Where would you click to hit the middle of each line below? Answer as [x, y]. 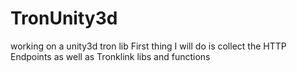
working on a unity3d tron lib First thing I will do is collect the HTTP [148, 46]
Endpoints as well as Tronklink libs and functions [110, 56]
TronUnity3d [64, 18]
